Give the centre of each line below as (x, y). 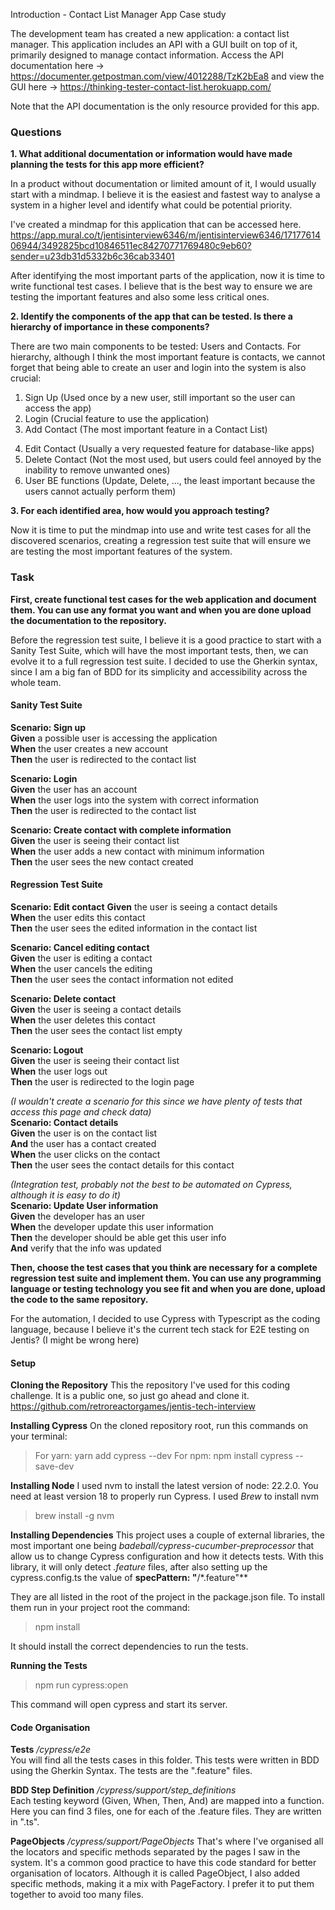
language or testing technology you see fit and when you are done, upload (168, 1288)
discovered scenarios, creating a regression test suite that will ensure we (161, 541)
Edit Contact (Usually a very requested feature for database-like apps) (169, 449)
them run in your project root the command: (100, 1608)
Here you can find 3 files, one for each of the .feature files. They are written (166, 1811)
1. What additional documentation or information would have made (151, 154)
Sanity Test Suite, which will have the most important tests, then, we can (159, 650)
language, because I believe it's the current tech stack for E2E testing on (160, 1329)
